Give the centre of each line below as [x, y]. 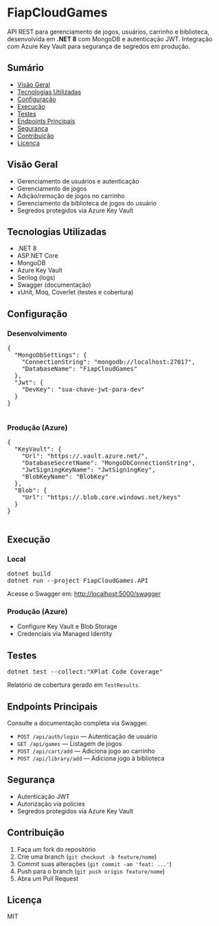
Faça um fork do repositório [56, 849]
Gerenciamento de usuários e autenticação [78, 181]
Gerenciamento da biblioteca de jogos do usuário [87, 203]
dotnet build [29, 574]
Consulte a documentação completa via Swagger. [78, 723]
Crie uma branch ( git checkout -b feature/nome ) [87, 857]
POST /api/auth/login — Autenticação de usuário [87, 736]
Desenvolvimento [37, 333]
